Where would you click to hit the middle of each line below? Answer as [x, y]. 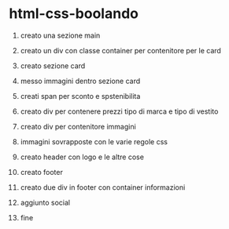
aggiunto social [45, 202]
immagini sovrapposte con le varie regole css [94, 141]
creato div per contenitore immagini [78, 126]
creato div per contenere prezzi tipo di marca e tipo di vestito [119, 111]
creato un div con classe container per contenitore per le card [120, 50]
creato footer [42, 172]
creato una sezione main [60, 35]
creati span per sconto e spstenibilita [80, 96]
